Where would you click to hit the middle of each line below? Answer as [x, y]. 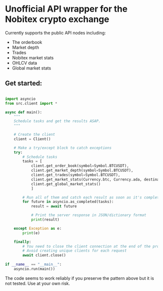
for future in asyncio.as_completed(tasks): [68, 202]
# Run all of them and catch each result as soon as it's [82, 197]
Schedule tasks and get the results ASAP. [57, 121]
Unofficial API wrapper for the [66, 9]
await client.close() [44, 255]
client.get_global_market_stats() [66, 184]
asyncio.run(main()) [34, 269]
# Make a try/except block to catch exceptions [63, 148]
